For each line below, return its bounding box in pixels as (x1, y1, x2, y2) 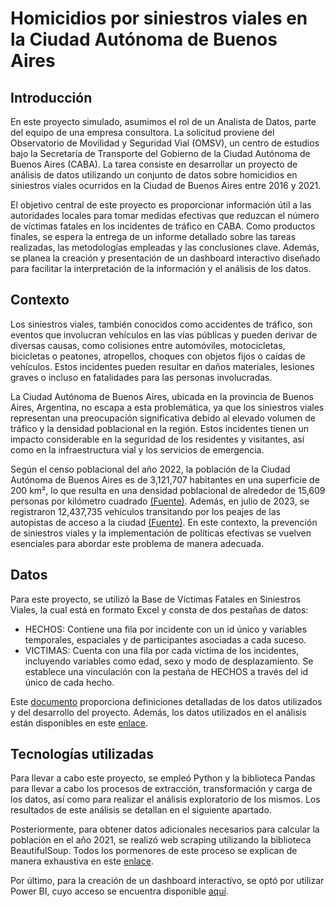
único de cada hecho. (24, 676, 115, 688)
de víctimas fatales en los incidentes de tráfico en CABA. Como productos (10, 220, 316, 232)
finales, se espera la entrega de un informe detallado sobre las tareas (10, 231, 297, 242)
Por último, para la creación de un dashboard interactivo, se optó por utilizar (10, 875, 325, 887)
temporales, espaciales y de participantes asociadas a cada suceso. (24, 633, 307, 646)
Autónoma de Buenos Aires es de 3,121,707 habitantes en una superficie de (10, 473, 320, 486)
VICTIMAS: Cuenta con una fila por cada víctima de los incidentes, (24, 644, 300, 656)
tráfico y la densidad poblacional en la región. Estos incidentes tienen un (10, 422, 310, 434)
